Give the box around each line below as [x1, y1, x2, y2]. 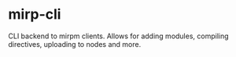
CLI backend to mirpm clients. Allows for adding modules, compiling [8, 31, 230, 41]
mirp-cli [8, 5, 61, 23]
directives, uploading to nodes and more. [8, 39, 142, 48]
